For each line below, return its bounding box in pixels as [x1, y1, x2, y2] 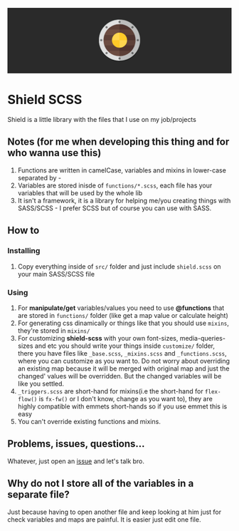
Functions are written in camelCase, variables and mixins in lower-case [17, 165, 226, 175]
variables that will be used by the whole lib [17, 188, 143, 197]
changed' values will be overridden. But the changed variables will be [17, 371, 222, 380]
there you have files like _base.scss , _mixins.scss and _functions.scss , [17, 349, 228, 357]
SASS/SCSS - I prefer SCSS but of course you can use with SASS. [17, 204, 212, 212]
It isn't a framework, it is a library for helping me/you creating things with [17, 196, 231, 205]
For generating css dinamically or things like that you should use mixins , [17, 319, 230, 327]
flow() [17, 396, 38, 403]
